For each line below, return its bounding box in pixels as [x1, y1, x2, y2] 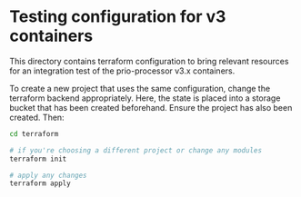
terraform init [9, 154, 67, 163]
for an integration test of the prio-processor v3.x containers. [9, 65, 236, 76]
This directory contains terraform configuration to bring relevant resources [9, 55, 289, 66]
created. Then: [9, 112, 65, 123]
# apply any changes [9, 171, 88, 180]
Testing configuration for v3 [9, 6, 226, 27]
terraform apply [9, 179, 71, 188]
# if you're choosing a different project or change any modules [9, 145, 262, 155]
